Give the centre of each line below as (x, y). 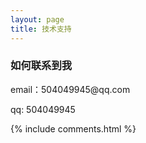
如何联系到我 (41, 66)
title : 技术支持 (41, 29)
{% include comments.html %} (73, 128)
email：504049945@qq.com (70, 89)
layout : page (37, 19)
